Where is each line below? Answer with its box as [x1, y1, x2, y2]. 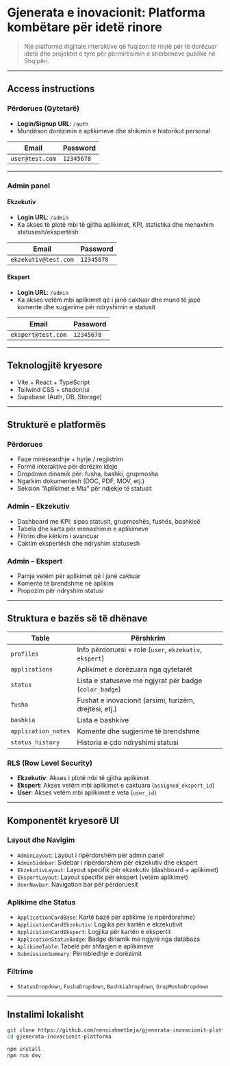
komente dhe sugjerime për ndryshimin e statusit [16, 302, 156, 311]
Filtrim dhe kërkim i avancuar [16, 531, 99, 540]
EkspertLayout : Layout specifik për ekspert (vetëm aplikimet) [16, 873, 188, 881]
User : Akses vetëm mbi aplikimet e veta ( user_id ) [16, 788, 157, 797]
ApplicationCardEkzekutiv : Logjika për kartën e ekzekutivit [16, 920, 183, 929]
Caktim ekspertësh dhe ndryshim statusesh [16, 539, 140, 547]
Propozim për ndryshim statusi [16, 586, 104, 595]
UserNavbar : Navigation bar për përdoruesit [16, 880, 138, 888]
